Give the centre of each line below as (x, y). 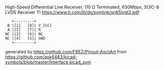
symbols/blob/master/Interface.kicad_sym (48, 62)
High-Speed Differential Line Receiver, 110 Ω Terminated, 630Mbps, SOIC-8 (82, 7)
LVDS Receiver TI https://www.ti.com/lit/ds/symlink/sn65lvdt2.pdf (72, 12)
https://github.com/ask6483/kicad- (41, 57)
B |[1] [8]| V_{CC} (29, 25)
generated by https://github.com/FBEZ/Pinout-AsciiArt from (66, 52)
